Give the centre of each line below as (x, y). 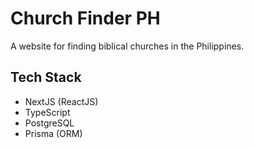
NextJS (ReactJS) (61, 101)
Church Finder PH (85, 18)
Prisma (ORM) (53, 133)
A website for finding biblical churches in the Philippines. (127, 46)
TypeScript (47, 112)
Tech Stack (46, 77)
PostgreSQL (49, 123)
